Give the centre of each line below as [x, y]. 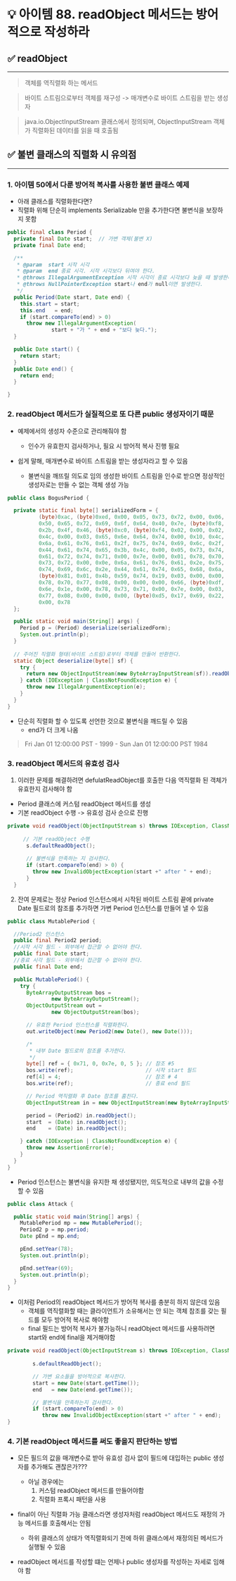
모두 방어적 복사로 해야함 [75, 1320]
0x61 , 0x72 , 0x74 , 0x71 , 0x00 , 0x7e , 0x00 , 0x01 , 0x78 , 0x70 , [131, 556]
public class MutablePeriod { [52, 921]
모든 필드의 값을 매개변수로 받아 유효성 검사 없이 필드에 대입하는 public [114, 1458]
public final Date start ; [52, 954]
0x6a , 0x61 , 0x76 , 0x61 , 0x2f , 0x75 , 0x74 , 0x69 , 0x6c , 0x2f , [131, 543]
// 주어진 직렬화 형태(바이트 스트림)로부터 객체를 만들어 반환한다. [97, 654]
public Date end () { [44, 369]
